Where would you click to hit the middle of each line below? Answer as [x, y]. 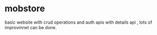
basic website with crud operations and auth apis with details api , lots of [78, 22]
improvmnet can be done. [31, 27]
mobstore [25, 9]
